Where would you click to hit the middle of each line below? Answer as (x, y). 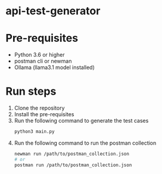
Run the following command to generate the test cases (81, 121)
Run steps (31, 91)
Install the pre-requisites (44, 114)
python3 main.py (34, 132)
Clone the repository (39, 108)
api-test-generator (53, 11)
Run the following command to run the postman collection (85, 143)
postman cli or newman (43, 61)
